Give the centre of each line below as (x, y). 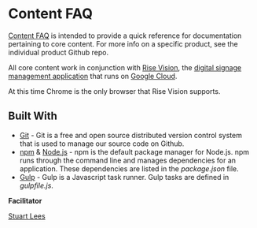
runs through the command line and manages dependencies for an (128, 160)
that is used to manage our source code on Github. (102, 144)
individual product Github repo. (58, 52)
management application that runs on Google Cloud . (93, 76)
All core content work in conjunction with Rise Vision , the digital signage (125, 67)
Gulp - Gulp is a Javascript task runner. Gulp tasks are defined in (124, 177)
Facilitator (25, 200)
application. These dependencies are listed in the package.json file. (129, 168)
